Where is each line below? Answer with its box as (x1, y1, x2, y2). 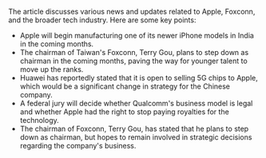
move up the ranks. (19, 65, 84, 74)
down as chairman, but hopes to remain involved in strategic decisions (19, 132, 252, 142)
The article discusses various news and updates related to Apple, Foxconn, (8, 7, 256, 16)
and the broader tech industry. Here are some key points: (8, 15, 197, 25)
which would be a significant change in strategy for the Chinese (19, 81, 230, 91)
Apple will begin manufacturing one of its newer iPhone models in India (19, 31, 254, 40)
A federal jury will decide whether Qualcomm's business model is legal (19, 99, 253, 108)
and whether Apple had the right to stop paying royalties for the (19, 107, 229, 117)
